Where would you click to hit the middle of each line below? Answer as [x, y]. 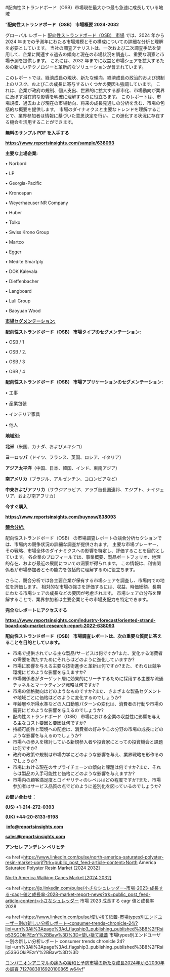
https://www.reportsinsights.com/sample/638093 [60, 143]
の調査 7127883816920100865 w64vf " [45, 969]
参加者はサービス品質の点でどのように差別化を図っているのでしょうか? [87, 786]
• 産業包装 [16, 403]
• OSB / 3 [15, 362]
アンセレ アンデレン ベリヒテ [35, 847]
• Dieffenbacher [22, 281]
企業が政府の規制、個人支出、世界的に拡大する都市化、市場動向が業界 [92, 90]
